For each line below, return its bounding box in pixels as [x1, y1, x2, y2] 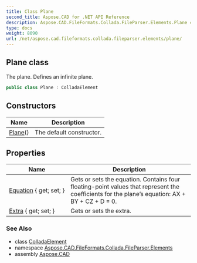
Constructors [6, 101, 56, 111]
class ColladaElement [14, 238, 67, 245]
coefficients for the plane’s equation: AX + [70, 190, 186, 198]
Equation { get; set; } [9, 186, 65, 194]
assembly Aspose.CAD [14, 250, 70, 257]
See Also [6, 224, 32, 232]
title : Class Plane [6, 8, 54, 15]
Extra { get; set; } [9, 207, 55, 215]
